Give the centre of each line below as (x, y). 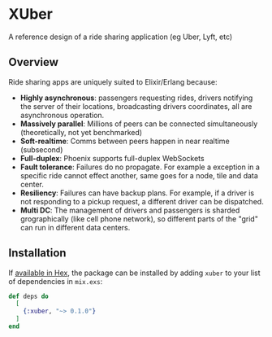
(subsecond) (41, 149)
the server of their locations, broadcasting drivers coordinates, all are (136, 106)
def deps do (28, 296)
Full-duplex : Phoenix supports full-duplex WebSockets (112, 158)
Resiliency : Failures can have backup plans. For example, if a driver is (137, 193)
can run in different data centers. (75, 227)
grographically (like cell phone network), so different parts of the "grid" (139, 219)
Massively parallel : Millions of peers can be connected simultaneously (139, 124)
